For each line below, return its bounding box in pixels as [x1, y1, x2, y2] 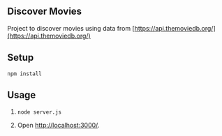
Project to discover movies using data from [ [7, 24, 135, 32]
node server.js [17, 109, 62, 116]
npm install [7, 70, 42, 77]
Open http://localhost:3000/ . [17, 121, 100, 130]
